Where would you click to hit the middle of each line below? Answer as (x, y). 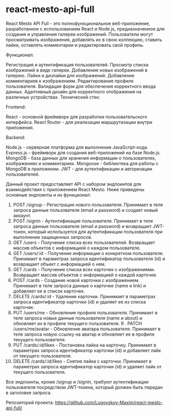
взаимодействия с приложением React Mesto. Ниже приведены (75, 189)
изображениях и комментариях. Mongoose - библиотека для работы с (82, 163)
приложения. (20, 127)
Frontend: (16, 107)
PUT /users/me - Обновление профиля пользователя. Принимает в (85, 312)
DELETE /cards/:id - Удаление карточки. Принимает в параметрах (84, 296)
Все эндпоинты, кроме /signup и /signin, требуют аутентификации (77, 381)
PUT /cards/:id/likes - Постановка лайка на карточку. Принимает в (84, 345)
